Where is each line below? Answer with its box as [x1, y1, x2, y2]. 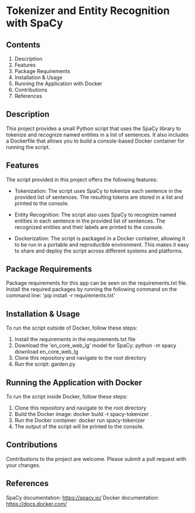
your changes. [6, 462, 41, 469]
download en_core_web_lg [14, 348, 79, 355]
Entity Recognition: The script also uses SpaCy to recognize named [14, 211, 176, 218]
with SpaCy [6, 16, 63, 30]
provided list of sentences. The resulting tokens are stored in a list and [14, 193, 183, 200]
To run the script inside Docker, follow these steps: [6, 393, 128, 400]
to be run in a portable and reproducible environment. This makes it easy [14, 241, 189, 248]
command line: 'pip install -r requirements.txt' [6, 292, 115, 299]
